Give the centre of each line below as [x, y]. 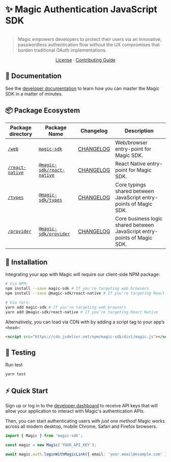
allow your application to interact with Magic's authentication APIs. [75, 411]
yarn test [16, 374]
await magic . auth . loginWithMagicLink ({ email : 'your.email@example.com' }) [87, 454]
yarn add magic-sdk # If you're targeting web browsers [66, 307]
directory [21, 134]
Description [139, 130]
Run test [14, 365]
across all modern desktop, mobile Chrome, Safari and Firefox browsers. [81, 426]
